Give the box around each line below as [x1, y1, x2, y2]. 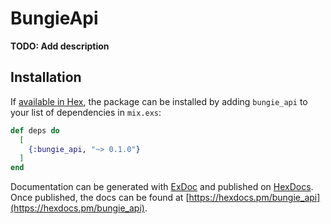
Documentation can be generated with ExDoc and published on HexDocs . [10, 181, 314, 193]
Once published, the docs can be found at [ [10, 192, 190, 204]
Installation [10, 69, 82, 86]
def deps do [10, 125, 60, 136]
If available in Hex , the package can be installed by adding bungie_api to [10, 95, 308, 107]
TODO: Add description [10, 40, 110, 52]
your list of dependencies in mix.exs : [10, 106, 162, 118]
